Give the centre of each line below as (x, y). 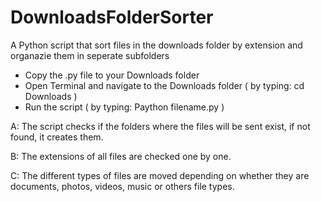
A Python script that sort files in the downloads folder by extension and (156, 45)
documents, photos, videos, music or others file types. (122, 186)
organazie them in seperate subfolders (90, 55)
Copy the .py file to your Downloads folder (112, 75)
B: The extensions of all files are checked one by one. (121, 156)
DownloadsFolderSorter (112, 17)
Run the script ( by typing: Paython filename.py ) (124, 107)
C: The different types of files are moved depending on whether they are (160, 175)
